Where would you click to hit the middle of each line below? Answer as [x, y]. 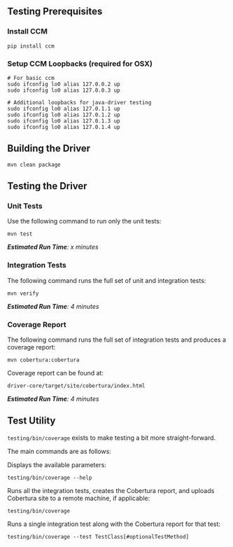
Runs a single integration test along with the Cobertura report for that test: [114, 524]
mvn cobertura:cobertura [43, 360]
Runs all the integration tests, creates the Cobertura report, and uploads [111, 490]
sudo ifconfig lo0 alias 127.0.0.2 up [64, 84]
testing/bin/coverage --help [50, 478]
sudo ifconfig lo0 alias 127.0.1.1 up [64, 109]
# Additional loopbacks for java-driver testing [79, 102]
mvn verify [23, 293]
